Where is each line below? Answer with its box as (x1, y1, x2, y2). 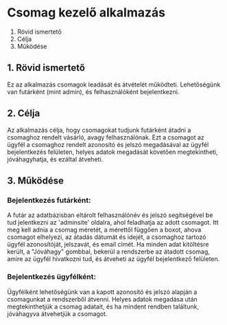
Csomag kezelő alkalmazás (7, 5, 166, 21)
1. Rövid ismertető (7, 62, 86, 74)
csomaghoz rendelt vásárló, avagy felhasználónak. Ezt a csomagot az (7, 133, 204, 142)
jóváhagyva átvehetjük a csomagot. (7, 309, 108, 317)
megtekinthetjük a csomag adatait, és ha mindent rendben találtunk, (7, 302, 200, 311)
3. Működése (7, 175, 64, 186)
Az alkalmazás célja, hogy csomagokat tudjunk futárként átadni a (7, 126, 191, 134)
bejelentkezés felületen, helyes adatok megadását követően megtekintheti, (7, 148, 218, 156)
